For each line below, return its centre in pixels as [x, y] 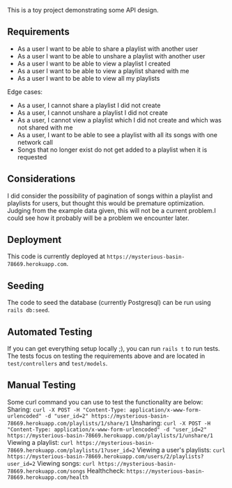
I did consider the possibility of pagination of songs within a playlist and [110, 196]
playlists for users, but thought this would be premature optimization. [106, 203]
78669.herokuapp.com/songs [46, 471]
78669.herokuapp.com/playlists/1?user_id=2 [71, 450]
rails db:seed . [29, 310]
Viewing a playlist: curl [40, 442]
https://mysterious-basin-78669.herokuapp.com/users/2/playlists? [106, 456]
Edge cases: [25, 92]
